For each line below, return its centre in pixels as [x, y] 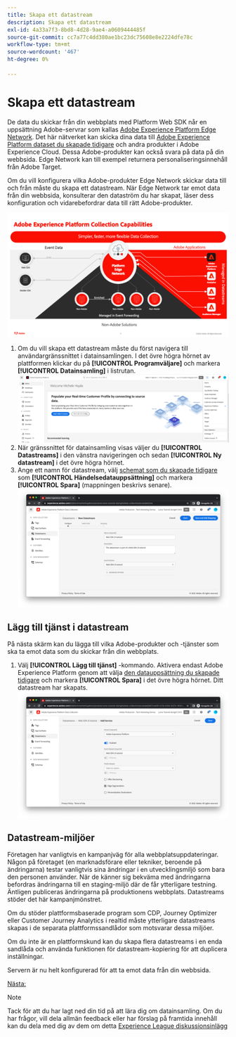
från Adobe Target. [35, 167]
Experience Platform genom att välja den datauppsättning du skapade [118, 673]
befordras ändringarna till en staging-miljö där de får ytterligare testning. [112, 884]
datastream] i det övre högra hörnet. [71, 462]
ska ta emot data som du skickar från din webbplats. [83, 652]
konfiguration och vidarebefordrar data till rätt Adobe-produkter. [100, 202]
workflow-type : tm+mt [39, 45]
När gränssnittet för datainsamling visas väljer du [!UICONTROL [110, 447]
